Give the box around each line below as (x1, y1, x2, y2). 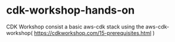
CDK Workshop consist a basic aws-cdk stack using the (6, 23, 145, 30)
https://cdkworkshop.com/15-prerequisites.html (33, 29, 152, 36)
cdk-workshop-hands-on (6, 4, 135, 17)
